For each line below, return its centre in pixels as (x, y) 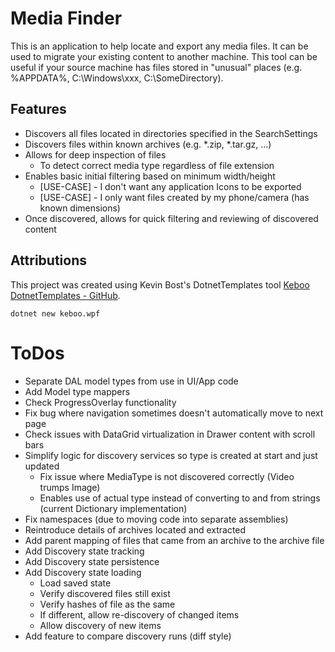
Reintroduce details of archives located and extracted (135, 529)
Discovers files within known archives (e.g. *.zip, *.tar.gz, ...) (148, 144)
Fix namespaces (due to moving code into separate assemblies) (156, 519)
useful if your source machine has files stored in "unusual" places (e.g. (156, 67)
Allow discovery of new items (100, 625)
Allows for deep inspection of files (95, 154)
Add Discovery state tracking (84, 551)
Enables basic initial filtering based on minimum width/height (150, 176)
